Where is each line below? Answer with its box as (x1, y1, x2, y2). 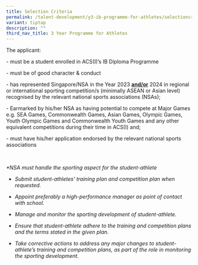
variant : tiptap (6, 19, 46, 25)
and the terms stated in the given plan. (14, 228, 109, 236)
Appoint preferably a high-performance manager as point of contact (14, 193, 183, 200)
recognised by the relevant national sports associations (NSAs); (6, 94, 161, 101)
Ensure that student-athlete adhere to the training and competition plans (14, 222, 192, 230)
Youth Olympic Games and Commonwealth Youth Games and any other (6, 117, 180, 124)
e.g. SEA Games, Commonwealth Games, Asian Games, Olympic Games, (6, 111, 183, 118)
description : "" (6, 25, 46, 31)
